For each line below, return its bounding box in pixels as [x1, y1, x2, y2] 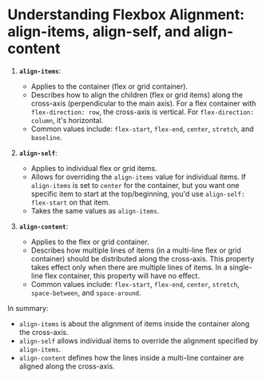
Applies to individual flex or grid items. [30, 163, 157, 173]
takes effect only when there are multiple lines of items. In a [30, 262, 228, 272]
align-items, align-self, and [7, 22, 191, 41]
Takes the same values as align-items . [30, 205, 160, 215]
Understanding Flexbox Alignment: [7, 6, 245, 24]
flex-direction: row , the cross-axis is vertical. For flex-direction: [30, 106, 255, 117]
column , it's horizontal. [30, 115, 104, 125]
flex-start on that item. [30, 197, 111, 207]
